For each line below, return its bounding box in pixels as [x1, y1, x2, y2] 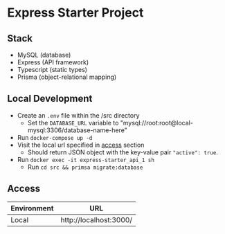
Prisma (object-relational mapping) [17, 73, 117, 81]
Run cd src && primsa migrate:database [27, 163, 143, 171]
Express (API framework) [17, 58, 89, 66]
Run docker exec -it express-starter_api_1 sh [17, 155, 154, 163]
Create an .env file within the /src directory [17, 111, 140, 119]
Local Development [7, 93, 93, 105]
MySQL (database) [17, 51, 71, 59]
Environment [10, 203, 54, 213]
